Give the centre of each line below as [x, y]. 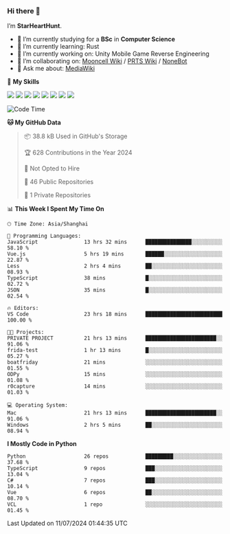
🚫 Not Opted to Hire [52, 168]
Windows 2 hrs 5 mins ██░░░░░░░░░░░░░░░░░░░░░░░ [115, 425]
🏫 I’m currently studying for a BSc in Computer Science [96, 39]
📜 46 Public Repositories [59, 182]
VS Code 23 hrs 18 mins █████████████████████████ [115, 314]
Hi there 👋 [24, 11]
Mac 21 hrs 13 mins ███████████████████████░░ [115, 413]
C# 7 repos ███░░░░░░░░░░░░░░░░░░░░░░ [115, 480]
